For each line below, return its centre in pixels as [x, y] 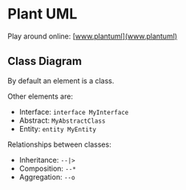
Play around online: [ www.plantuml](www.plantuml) [93, 36]
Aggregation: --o [47, 176]
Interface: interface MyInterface [74, 111]
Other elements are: [40, 96]
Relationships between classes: [59, 144]
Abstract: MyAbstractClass [62, 120]
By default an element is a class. [61, 80]
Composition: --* [48, 168]
